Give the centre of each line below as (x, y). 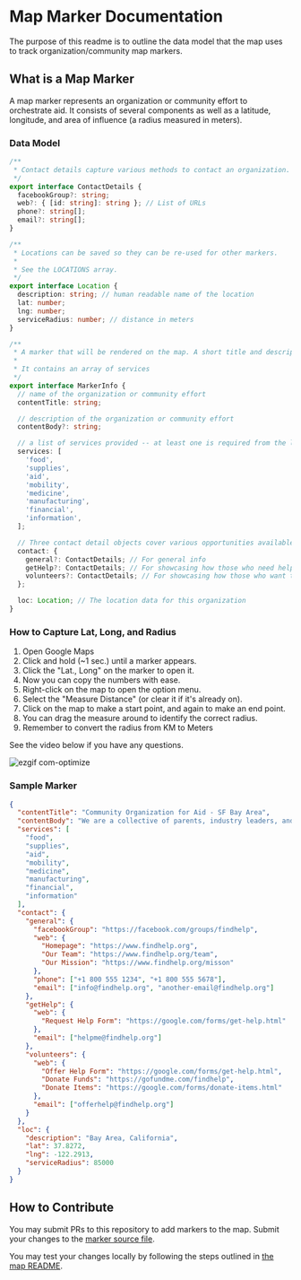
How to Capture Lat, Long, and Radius (93, 631)
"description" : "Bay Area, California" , (102, 1138)
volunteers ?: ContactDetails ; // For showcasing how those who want (156, 576)
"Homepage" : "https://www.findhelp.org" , (120, 946)
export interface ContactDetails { (76, 187)
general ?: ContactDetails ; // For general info (116, 559)
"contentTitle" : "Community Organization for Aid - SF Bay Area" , (144, 813)
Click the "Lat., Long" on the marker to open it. (108, 671)
